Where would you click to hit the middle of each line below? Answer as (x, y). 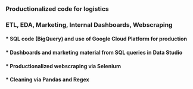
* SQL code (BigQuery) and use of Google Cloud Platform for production (96, 39)
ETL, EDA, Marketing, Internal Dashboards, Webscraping (89, 24)
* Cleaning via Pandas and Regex (48, 80)
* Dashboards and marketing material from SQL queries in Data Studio (94, 53)
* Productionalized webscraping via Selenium (63, 66)
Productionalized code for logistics (57, 9)
